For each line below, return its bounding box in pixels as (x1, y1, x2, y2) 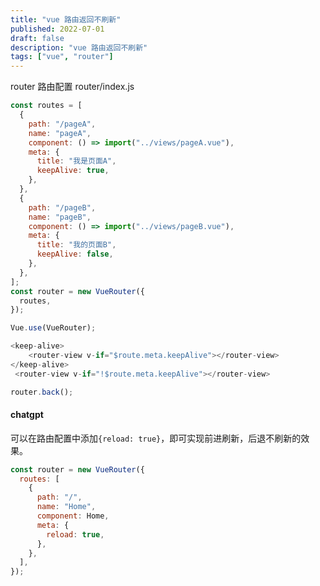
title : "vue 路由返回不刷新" (10, 14, 122, 25)
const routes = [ (10, 101, 83, 111)
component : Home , (36, 511, 110, 521)
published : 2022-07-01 (10, 24, 105, 34)
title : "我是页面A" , (36, 156, 117, 166)
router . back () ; (10, 387, 74, 397)
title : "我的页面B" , (36, 240, 117, 250)
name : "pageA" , (28, 128, 92, 138)
